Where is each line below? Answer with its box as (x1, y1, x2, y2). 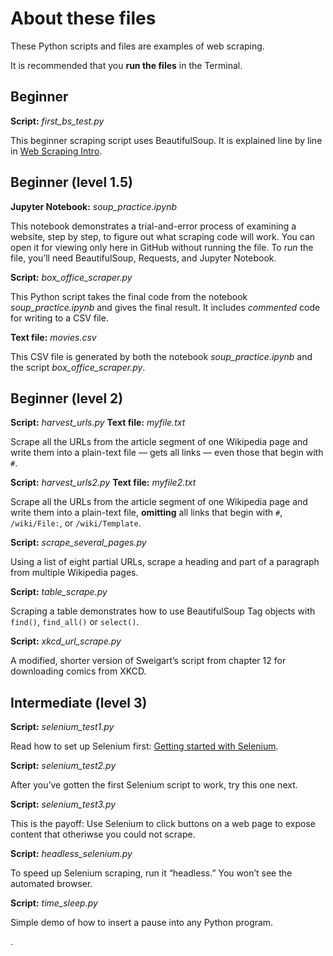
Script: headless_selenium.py (10, 848, 133, 860)
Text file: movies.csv (10, 331, 97, 343)
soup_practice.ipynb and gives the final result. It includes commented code (10, 301, 321, 313)
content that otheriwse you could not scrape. (10, 828, 196, 841)
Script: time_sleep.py (10, 897, 98, 909)
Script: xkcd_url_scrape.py (10, 635, 122, 647)
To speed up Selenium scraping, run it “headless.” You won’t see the (10, 867, 293, 879)
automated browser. (10, 878, 93, 890)
